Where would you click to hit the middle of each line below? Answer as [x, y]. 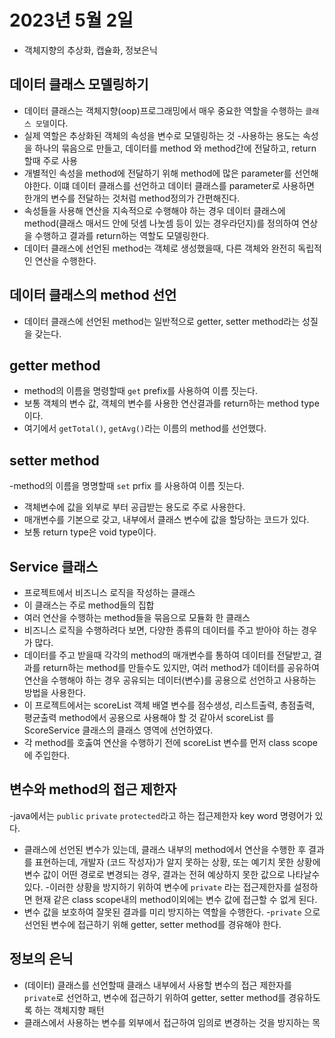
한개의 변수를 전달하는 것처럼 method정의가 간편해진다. [132, 198]
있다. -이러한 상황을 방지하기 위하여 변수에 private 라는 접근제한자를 [157, 887]
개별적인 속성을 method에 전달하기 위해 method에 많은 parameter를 [157, 173]
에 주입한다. [47, 755]
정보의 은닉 [41, 959]
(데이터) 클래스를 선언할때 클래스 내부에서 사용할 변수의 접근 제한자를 [157, 985]
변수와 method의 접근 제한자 [93, 789]
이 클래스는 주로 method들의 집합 [89, 605]
